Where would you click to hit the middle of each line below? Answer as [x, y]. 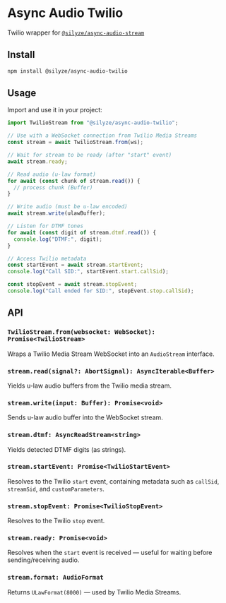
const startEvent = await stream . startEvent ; [75, 265]
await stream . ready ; [38, 161]
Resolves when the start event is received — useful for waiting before [110, 553]
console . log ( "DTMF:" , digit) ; [58, 239]
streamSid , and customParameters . [56, 489]
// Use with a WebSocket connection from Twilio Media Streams [102, 136]
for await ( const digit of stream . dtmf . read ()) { [82, 232]
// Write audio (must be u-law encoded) [68, 207]
